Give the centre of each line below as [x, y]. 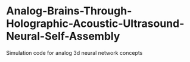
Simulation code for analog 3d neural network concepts [74, 52]
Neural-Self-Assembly [63, 36]
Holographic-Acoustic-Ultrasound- [95, 24]
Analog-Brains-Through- [69, 11]
